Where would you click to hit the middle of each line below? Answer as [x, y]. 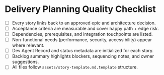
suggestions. [25, 62]
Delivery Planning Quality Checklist [80, 9]
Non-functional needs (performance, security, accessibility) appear [82, 40]
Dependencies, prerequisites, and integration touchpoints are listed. [82, 34]
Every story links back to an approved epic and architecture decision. [84, 23]
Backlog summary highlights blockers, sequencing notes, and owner [83, 56]
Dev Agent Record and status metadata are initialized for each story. [83, 51]
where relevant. [28, 45]
